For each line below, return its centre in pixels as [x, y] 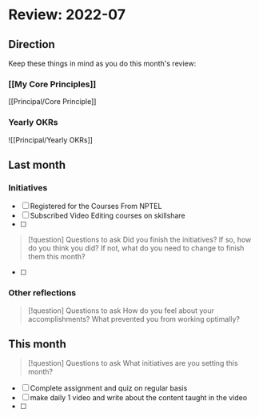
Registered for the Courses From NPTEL [96, 206]
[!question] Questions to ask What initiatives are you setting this [133, 363]
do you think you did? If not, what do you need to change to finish [136, 248]
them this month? [56, 257]
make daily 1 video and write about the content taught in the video [139, 398]
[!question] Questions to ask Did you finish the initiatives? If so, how [139, 240]
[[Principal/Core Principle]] [52, 102]
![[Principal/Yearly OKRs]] [51, 140]
